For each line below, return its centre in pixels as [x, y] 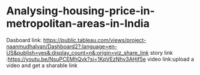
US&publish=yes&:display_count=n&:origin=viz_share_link [77, 52]
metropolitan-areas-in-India [78, 24]
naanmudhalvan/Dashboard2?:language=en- [62, 46]
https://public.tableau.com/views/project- [95, 40]
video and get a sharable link [42, 65]
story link [161, 52]
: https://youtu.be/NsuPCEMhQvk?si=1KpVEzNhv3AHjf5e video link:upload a [100, 59]
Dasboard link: [24, 40]
